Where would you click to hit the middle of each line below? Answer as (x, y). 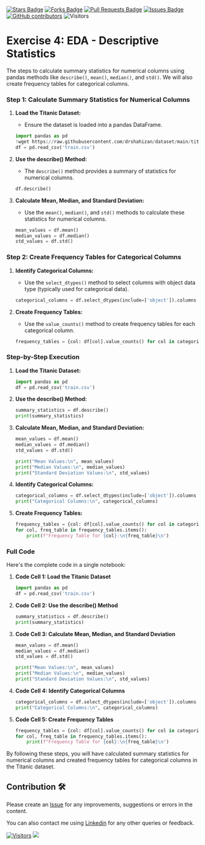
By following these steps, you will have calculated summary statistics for (98, 754)
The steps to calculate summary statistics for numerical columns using (95, 70)
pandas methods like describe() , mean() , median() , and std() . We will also (99, 77)
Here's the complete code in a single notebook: (66, 565)
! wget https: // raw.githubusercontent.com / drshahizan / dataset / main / (103, 142)
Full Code (21, 551)
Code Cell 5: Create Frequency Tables (64, 719)
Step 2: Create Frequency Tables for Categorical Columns (94, 257)
